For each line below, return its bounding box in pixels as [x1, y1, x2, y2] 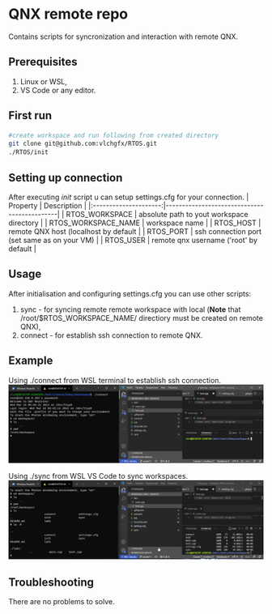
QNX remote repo [8, 5, 129, 23]
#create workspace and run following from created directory [8, 131, 219, 139]
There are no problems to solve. [8, 596, 115, 606]
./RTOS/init [8, 148, 49, 156]
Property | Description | [8, 201, 87, 211]
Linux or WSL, [19, 76, 67, 86]
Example [8, 354, 53, 368]
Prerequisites [8, 55, 78, 69]
